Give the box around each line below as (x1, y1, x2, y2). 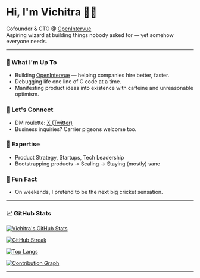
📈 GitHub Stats (6, 210, 52, 218)
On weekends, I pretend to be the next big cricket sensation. (14, 189, 163, 196)
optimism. (14, 90, 40, 98)
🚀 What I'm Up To (6, 58, 57, 66)
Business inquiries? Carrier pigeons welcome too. (14, 125, 137, 133)
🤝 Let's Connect (6, 105, 54, 114)
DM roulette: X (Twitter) (14, 119, 73, 126)
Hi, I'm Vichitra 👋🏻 (6, 5, 98, 19)
